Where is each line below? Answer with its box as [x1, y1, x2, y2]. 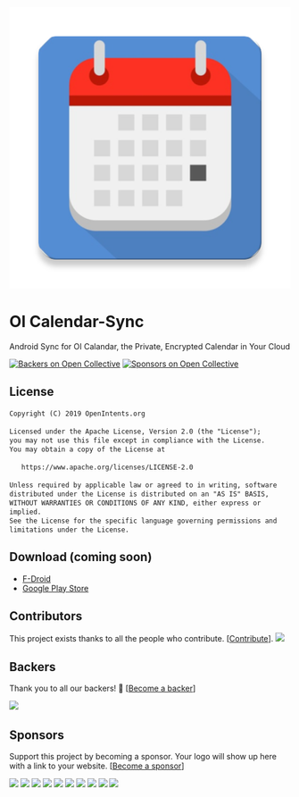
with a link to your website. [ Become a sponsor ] [9, 760, 185, 771]
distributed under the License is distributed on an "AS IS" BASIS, [9, 490, 270, 499]
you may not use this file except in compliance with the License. [9, 436, 266, 445]
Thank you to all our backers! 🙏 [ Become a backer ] [9, 683, 196, 694]
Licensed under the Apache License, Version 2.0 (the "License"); [9, 427, 262, 436]
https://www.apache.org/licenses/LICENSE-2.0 [21, 463, 194, 472]
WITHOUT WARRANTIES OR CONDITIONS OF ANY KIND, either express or [9, 499, 262, 508]
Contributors [9, 608, 83, 624]
